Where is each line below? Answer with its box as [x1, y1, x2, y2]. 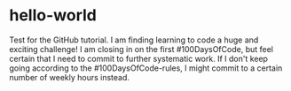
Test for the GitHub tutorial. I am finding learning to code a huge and [9, 34, 259, 45]
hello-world [9, 5, 98, 26]
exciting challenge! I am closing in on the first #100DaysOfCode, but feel [9, 43, 273, 54]
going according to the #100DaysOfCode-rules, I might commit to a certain [9, 63, 283, 73]
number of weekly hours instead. [9, 72, 130, 82]
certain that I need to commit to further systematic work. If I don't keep [9, 53, 269, 64]
